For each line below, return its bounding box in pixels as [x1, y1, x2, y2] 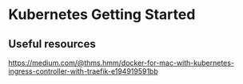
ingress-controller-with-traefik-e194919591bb [8, 67, 158, 76]
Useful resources [8, 37, 96, 51]
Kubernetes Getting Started [8, 6, 196, 24]
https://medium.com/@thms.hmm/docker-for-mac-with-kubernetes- [8, 58, 234, 67]
